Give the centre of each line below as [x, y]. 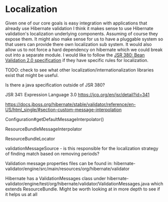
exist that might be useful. [32, 75]
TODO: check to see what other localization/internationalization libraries [79, 70]
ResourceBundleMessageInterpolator [44, 129]
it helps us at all [21, 194]
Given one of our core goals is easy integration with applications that [76, 23]
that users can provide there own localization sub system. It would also [78, 44]
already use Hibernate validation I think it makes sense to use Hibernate [79, 28]
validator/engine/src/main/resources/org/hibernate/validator [67, 168]
